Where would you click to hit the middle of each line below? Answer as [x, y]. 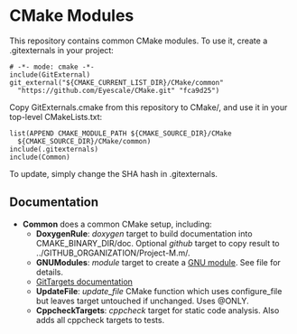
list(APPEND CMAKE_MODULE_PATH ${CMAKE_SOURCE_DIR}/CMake [121, 133]
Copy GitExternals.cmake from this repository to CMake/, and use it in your [148, 107]
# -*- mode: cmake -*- [52, 67]
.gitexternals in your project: [62, 50]
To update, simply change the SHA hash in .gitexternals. [114, 173]
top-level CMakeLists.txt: [56, 116]
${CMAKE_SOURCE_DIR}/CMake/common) [84, 141]
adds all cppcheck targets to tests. [100, 320]
